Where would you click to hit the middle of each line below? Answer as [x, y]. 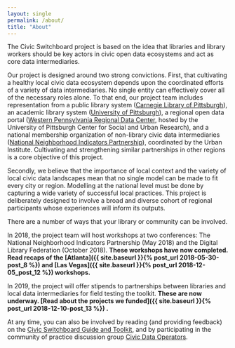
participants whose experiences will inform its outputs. [86, 208]
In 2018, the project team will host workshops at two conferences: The [109, 235]
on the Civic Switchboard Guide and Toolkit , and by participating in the [109, 330]
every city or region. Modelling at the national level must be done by [106, 186]
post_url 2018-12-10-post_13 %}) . [58, 309]
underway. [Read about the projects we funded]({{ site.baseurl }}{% [109, 301]
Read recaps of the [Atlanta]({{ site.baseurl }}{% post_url [93, 257]
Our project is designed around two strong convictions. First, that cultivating [117, 75]
